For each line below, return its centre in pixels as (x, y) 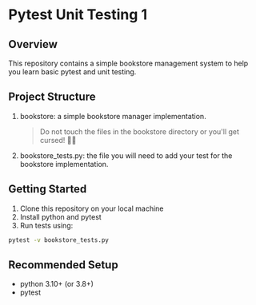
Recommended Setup (63, 265)
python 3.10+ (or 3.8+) (57, 284)
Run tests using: (46, 225)
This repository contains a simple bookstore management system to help (128, 63)
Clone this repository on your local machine (92, 208)
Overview (33, 44)
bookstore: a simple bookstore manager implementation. (113, 116)
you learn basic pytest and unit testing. (72, 72)
